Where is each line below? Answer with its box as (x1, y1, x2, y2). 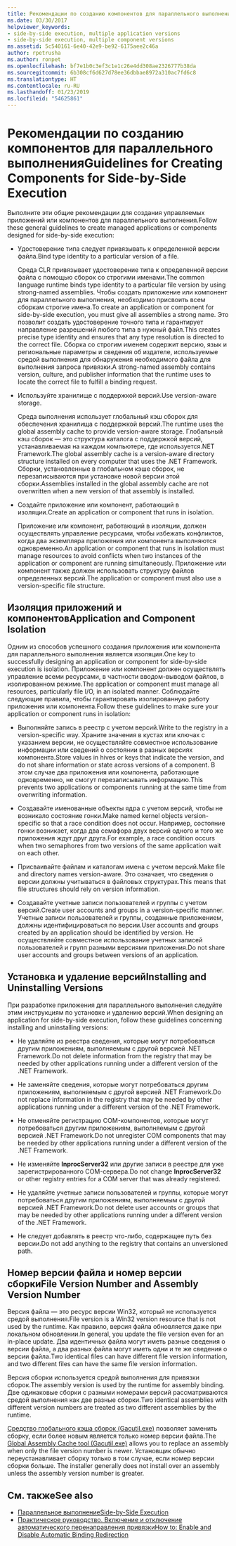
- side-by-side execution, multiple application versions (7, 30, 181, 37)
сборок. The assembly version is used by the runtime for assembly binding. (7, 1381, 225, 1389)
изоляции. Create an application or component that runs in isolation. (17, 507, 214, 517)
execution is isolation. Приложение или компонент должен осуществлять (7, 665, 226, 673)
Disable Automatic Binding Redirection (17, 1531, 129, 1539)
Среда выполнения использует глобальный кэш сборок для (17, 412, 198, 420)
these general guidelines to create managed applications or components (7, 223, 218, 232)
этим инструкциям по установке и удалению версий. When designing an (7, 1008, 223, 1016)
